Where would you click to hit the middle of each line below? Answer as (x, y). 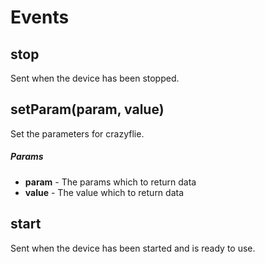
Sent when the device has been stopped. (95, 78)
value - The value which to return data (104, 192)
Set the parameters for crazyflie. (77, 133)
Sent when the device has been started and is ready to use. (133, 248)
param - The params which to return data (110, 182)
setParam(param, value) (87, 109)
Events (40, 17)
